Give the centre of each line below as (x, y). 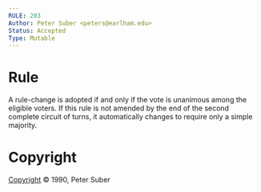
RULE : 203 (25, 16)
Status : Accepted (37, 30)
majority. (23, 126)
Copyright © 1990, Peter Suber (59, 180)
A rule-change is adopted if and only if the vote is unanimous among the (127, 100)
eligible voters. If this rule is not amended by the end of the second (119, 108)
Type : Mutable (32, 38)
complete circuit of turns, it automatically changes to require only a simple (130, 117)
